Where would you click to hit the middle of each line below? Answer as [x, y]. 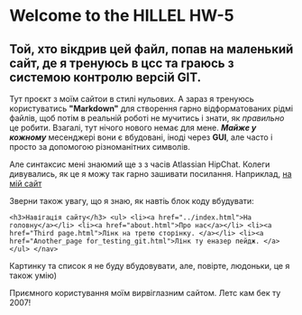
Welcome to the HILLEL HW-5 [122, 16]
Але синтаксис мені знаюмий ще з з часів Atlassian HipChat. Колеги [140, 164]
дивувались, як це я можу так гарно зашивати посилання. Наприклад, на [151, 174]
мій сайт [26, 183]
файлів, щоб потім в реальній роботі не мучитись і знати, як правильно [147, 118]
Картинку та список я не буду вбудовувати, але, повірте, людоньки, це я [150, 266]
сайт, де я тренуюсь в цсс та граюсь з [122, 63]
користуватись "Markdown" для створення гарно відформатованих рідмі [151, 108]
